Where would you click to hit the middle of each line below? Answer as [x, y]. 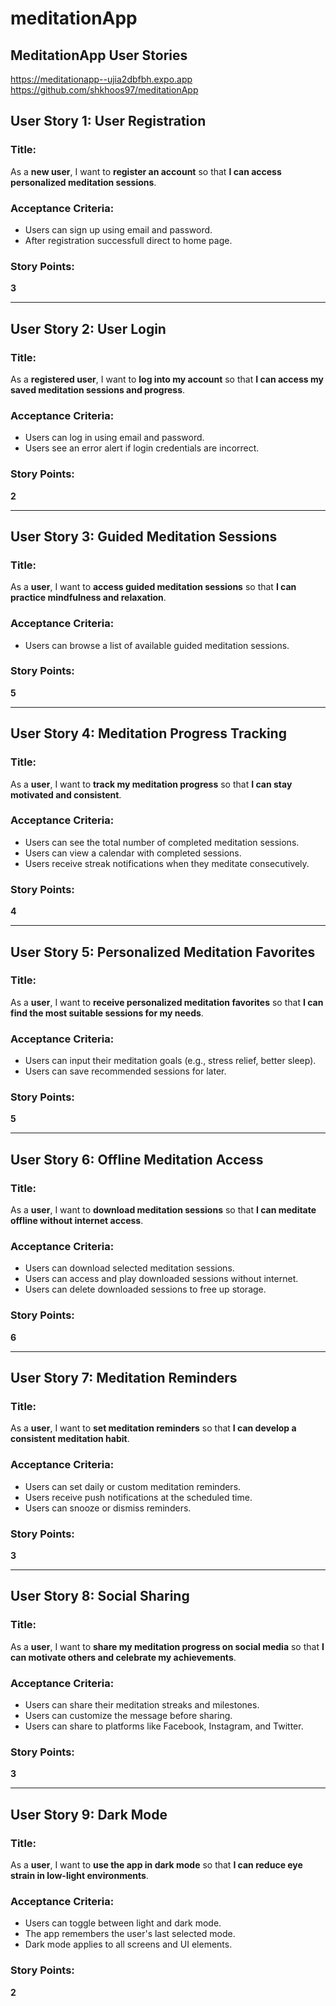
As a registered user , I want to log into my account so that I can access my [167, 379]
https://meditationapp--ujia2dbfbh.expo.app [101, 79]
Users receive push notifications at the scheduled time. [138, 1497]
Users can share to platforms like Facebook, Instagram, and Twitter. [164, 1726]
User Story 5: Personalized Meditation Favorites [163, 952]
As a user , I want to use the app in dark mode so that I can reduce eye [156, 1864]
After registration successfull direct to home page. [128, 240]
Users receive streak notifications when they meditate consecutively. [167, 863]
